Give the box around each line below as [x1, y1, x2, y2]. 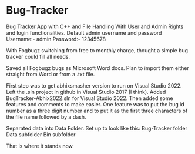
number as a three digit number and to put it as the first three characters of [6, 107, 188, 114]
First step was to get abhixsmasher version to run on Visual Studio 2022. [6, 82, 182, 89]
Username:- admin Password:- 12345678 [6, 35, 106, 42]
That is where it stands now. [6, 142, 75, 149]
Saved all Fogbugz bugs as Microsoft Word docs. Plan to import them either [6, 64, 189, 71]
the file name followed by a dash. [6, 113, 86, 120]
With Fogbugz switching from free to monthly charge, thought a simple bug [6, 46, 189, 53]
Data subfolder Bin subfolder [6, 130, 76, 138]
